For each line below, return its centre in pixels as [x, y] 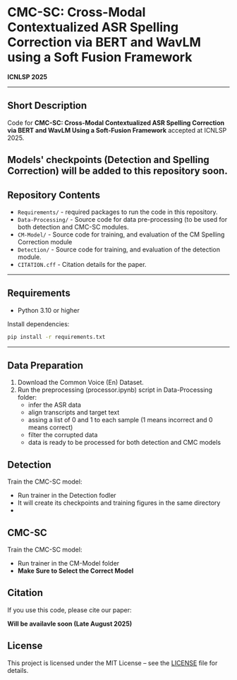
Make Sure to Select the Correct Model [75, 571]
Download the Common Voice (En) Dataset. [81, 383]
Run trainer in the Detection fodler [67, 496]
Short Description [47, 106]
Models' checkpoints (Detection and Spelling [108, 160]
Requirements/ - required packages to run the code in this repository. [117, 212]
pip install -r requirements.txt [56, 337]
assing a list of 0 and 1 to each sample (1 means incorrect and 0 [120, 420]
